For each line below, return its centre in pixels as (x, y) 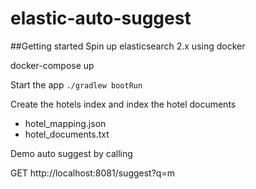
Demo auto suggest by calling (71, 153)
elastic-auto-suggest (101, 18)
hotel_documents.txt (67, 134)
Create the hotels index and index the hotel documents (123, 104)
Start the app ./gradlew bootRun (76, 84)
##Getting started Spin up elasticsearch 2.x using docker (128, 46)
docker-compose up (52, 65)
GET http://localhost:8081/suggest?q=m (92, 173)
